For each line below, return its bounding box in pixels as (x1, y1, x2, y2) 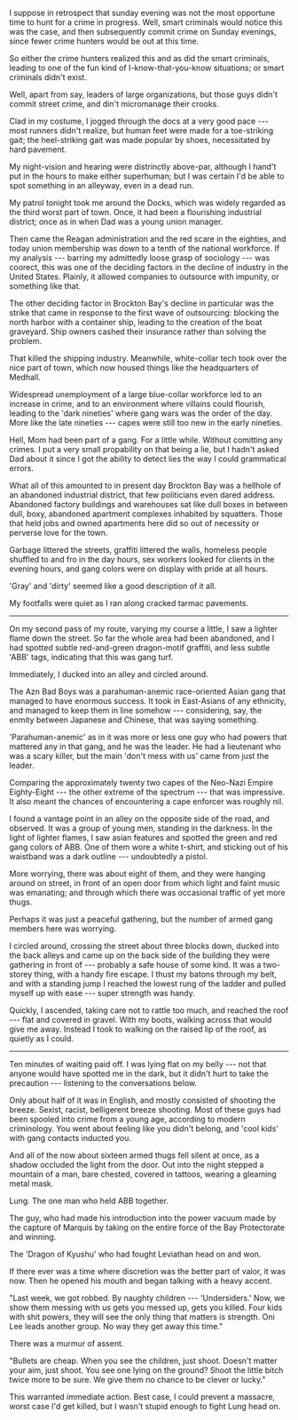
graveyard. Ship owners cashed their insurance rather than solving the (9, 326, 267, 337)
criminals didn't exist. (9, 72, 87, 83)
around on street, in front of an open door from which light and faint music (9, 878, 281, 888)
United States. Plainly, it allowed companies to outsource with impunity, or (9, 271, 279, 282)
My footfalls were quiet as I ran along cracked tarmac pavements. (9, 598, 249, 608)
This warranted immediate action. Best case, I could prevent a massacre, (9, 1392, 276, 1402)
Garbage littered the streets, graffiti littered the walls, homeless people (9, 545, 268, 554)
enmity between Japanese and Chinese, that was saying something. (9, 714, 259, 725)
